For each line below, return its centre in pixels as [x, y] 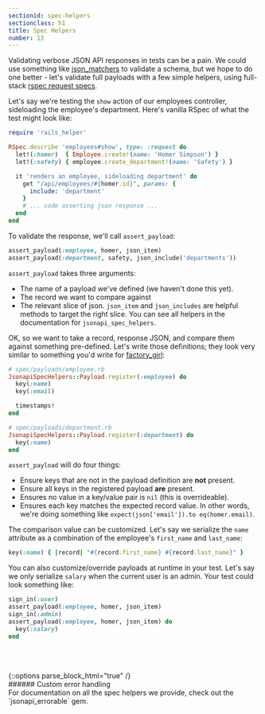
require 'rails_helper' [48, 133]
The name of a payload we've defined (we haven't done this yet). [127, 288]
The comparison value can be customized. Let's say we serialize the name [129, 529]
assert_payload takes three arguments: [72, 273]
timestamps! [35, 406]
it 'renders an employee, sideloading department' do [106, 176]
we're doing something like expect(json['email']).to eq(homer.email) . [137, 514]
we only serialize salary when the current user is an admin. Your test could [131, 576]
